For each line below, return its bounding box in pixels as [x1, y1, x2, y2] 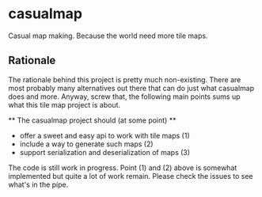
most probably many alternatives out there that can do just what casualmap [8, 83, 255, 93]
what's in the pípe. [8, 180, 69, 189]
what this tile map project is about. [8, 100, 121, 109]
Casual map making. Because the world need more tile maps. [8, 31, 208, 40]
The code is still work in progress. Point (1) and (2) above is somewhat [8, 163, 237, 172]
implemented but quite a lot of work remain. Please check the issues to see [8, 171, 253, 180]
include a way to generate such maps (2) [19, 139, 154, 149]
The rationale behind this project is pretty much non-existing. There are [8, 74, 241, 84]
